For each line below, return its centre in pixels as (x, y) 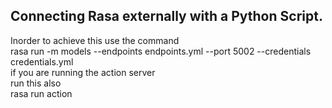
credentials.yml (42, 61)
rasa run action (41, 93)
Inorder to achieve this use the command (95, 40)
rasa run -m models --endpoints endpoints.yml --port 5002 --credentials (161, 51)
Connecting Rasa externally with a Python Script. (166, 16)
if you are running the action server (83, 72)
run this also (36, 83)
